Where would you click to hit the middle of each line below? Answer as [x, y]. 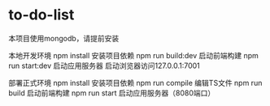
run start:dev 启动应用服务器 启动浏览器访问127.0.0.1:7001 [105, 66]
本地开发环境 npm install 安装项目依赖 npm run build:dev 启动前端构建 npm [133, 55]
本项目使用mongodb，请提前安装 [64, 38]
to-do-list [41, 15]
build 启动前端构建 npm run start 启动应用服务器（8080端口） [112, 93]
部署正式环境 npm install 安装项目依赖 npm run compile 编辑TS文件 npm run [135, 83]
